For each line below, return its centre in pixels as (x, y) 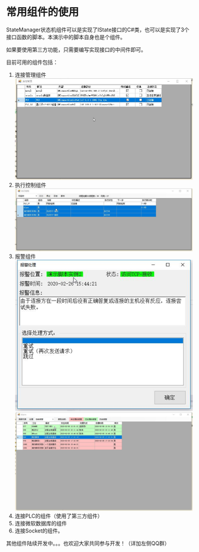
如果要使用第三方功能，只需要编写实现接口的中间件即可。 (76, 49)
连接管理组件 (30, 75)
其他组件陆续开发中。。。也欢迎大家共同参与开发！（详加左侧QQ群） (88, 543)
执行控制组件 (30, 185)
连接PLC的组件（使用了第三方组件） (59, 516)
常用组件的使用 (43, 12)
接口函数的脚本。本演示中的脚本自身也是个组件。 (66, 37)
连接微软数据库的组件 (41, 524)
